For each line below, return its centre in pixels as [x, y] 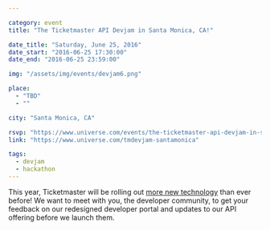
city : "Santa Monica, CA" [51, 118]
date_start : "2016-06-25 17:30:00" [68, 52]
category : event [35, 22]
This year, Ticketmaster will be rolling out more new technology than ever [130, 192]
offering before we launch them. [61, 217]
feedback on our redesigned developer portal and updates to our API [123, 208]
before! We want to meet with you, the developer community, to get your [129, 200]
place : [19, 89]
